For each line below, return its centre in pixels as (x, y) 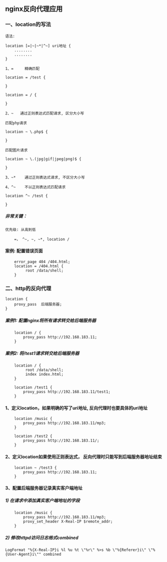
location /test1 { (33, 387)
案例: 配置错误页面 (24, 251)
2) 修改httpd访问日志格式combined (42, 537)
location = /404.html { (39, 266)
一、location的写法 (28, 24)
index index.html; (44, 374)
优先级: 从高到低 (20, 229)
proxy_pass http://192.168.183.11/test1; (67, 392)
